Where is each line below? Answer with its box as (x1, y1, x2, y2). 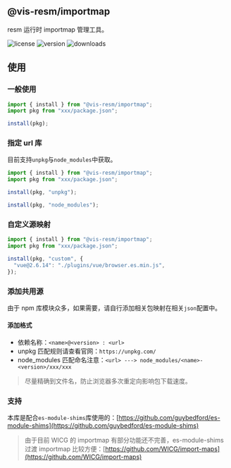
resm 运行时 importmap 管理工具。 (7, 25, 108, 34)
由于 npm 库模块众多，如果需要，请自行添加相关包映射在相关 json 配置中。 (7, 303, 222, 312)
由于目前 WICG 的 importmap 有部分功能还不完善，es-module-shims (24, 436, 224, 445)
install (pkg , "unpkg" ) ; (7, 189, 77, 196)
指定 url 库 (7, 138, 42, 148)
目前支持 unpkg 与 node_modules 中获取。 (7, 155, 117, 164)
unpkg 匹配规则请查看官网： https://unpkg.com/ (17, 347, 156, 355)
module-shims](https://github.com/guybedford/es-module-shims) (7, 421, 199, 430)
